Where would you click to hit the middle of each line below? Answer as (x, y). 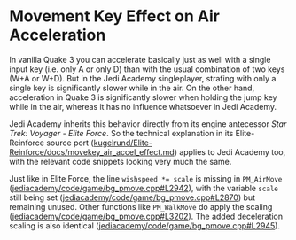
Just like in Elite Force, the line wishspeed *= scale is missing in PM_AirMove (146, 178)
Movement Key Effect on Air (114, 16)
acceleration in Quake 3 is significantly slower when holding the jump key (143, 97)
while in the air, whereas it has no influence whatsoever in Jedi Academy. (143, 106)
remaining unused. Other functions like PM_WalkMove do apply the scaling (141, 206)
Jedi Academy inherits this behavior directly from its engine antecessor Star (148, 124)
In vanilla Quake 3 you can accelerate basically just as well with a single (140, 59)
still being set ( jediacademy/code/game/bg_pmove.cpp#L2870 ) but (132, 197)
